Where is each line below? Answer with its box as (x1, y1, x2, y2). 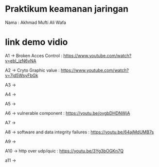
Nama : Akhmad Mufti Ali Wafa (5, 19, 67, 25)
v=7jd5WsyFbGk (5, 72, 38, 78)
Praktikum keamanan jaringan (5, 3, 129, 15)
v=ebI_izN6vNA (5, 57, 36, 64)
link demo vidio (5, 37, 68, 48)
